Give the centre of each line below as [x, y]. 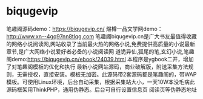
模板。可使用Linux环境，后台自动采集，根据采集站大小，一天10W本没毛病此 [101, 82]
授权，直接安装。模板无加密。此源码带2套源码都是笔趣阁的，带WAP [112, 74]
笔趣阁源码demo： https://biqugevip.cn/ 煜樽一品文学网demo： [85, 29]
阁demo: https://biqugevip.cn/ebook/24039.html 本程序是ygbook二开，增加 [100, 59]
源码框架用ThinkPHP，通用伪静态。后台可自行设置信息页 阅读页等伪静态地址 [101, 89]
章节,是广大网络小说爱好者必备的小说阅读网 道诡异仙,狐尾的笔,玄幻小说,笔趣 [101, 51]
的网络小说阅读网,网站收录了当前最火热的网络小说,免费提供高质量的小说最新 [101, 44]
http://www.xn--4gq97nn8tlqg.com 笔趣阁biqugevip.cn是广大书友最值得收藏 [101, 36]
